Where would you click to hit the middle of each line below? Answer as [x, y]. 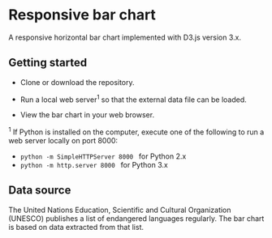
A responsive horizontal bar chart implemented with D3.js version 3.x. [125, 37]
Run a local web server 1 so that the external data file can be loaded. [134, 99]
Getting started [48, 63]
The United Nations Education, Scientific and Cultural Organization [120, 210]
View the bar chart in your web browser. [87, 115]
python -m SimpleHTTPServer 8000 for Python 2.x [103, 156]
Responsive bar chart [82, 15]
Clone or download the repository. [78, 82]
